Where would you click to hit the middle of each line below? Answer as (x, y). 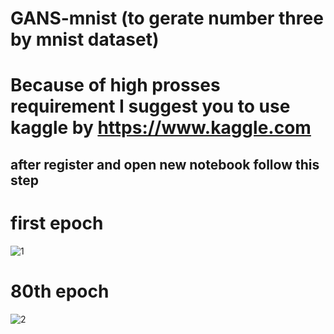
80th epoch (60, 291)
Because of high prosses (115, 85)
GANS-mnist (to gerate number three (167, 18)
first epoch (57, 223)
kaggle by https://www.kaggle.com (161, 128)
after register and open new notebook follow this (165, 164)
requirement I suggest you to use (150, 106)
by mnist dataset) (85, 39)
